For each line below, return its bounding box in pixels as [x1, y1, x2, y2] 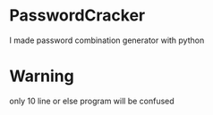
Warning [9, 66, 74, 86]
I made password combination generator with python [9, 35, 205, 45]
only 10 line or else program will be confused [9, 95, 175, 106]
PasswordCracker [9, 5, 146, 26]
